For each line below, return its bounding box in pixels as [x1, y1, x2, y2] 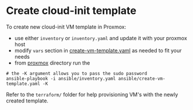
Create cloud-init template [6, 4, 137, 17]
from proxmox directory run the [14, 59, 90, 66]
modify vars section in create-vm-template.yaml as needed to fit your [14, 47, 182, 54]
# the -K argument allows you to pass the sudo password [6, 70, 148, 76]
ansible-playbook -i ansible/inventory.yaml [6, 76, 116, 81]
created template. [6, 97, 48, 104]
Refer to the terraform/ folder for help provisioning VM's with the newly [6, 91, 178, 98]
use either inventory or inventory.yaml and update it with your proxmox [14, 34, 188, 41]
